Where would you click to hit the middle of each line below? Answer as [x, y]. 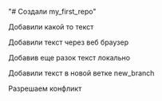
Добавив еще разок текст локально [69, 58]
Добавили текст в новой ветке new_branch [81, 73]
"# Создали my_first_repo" [52, 12]
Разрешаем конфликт [45, 88]
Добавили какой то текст [51, 27]
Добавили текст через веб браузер [69, 42]
